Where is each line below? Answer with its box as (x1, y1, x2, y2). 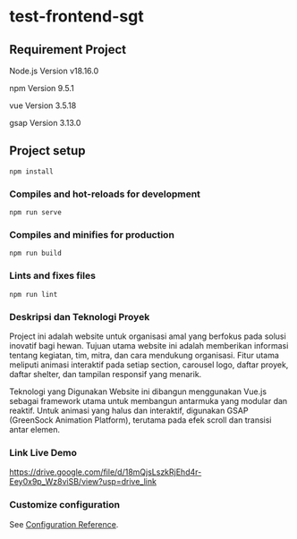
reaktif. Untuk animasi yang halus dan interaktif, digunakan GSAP (9, 405, 249, 416)
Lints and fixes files (9, 270, 97, 282)
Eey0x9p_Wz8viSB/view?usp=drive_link (9, 476, 157, 487)
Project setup (9, 143, 87, 158)
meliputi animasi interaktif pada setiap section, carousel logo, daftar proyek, (9, 359, 289, 370)
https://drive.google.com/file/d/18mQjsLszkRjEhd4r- (9, 467, 202, 477)
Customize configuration (9, 499, 121, 511)
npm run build (9, 248, 63, 258)
